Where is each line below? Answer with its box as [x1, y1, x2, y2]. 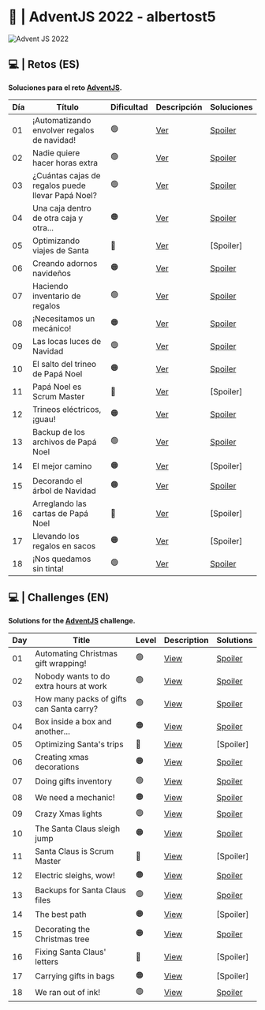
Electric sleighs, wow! [35, 870, 116, 881]
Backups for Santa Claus [35, 885, 126, 896]
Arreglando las [32, 498, 87, 509]
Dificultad [110, 101, 148, 112]
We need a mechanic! [35, 792, 116, 803]
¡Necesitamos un [32, 312, 95, 324]
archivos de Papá [32, 436, 97, 447]
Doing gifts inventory [35, 776, 113, 787]
